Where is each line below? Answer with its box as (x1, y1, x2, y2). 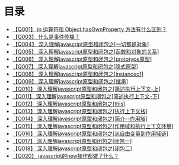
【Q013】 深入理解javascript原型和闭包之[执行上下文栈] (12, 107, 148, 114)
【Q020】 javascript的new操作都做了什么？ (12, 152, 119, 159)
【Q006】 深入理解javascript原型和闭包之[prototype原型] (12, 55, 152, 63)
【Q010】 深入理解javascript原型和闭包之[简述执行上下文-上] (12, 85, 161, 92)
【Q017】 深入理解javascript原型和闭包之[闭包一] (12, 137, 132, 144)
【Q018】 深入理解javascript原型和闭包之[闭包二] (12, 145, 132, 152)
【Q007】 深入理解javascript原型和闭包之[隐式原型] (12, 63, 139, 70)
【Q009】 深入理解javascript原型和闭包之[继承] (12, 77, 129, 85)
